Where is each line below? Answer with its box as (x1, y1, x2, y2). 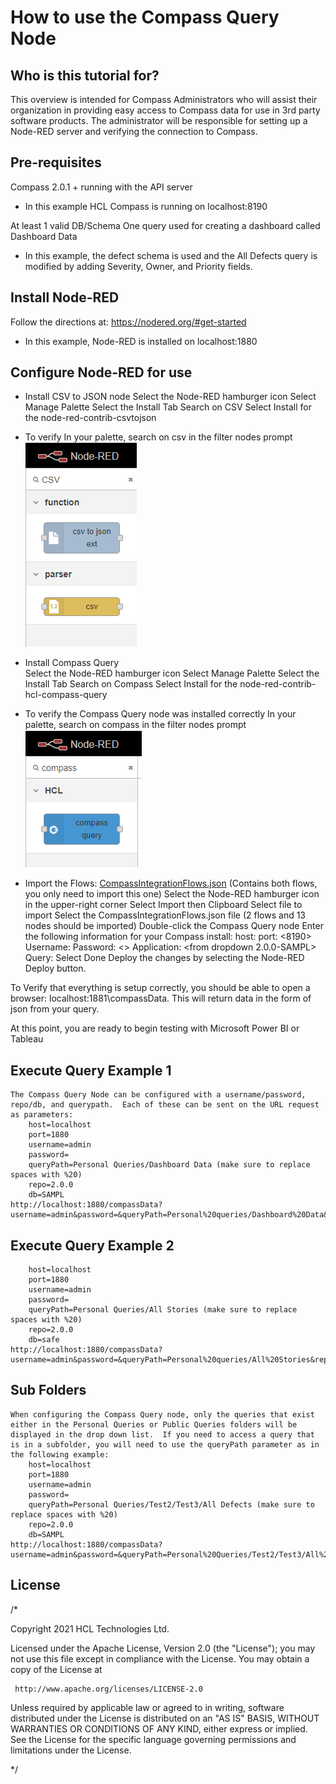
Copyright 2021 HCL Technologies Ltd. (10, 1622, 170, 1635)
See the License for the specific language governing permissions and (10, 1733, 297, 1745)
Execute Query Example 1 (10, 1062, 172, 1079)
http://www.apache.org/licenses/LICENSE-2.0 (14, 1684, 203, 1694)
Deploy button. (24, 962, 87, 975)
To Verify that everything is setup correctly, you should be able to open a (10, 982, 311, 994)
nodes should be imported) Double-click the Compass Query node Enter (24, 920, 324, 932)
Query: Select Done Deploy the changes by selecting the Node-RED (24, 952, 305, 964)
